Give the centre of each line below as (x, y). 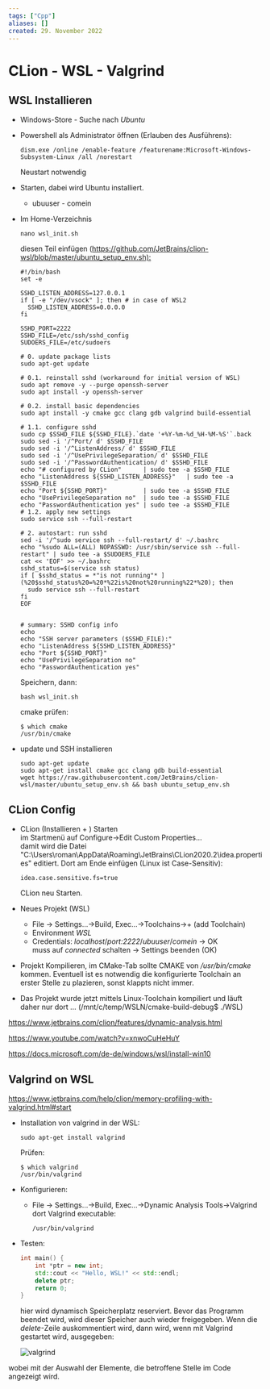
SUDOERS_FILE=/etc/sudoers (65, 343)
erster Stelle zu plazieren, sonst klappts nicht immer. (107, 983)
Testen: (33, 1243)
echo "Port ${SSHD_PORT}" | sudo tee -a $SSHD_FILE (125, 491)
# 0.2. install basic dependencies (80, 407)
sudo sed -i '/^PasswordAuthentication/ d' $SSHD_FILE (114, 463)
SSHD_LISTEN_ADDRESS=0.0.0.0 (77, 307)
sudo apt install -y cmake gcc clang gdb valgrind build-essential (135, 413)
